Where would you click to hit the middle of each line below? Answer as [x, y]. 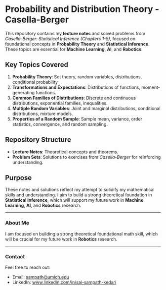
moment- [151, 87]
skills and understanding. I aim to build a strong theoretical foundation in [79, 195]
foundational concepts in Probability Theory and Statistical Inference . [77, 44]
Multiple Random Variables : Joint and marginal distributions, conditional [86, 108]
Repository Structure [38, 140]
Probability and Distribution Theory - [82, 9]
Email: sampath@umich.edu [41, 277]
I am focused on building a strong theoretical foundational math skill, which [82, 233]
